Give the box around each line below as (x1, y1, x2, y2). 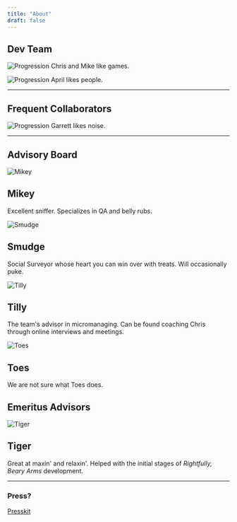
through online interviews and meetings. (7, 327, 125, 336)
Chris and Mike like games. (50, 62, 130, 71)
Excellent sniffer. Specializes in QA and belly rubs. (7, 207, 153, 215)
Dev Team (7, 43, 53, 55)
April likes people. (50, 76, 104, 84)
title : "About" (7, 10, 52, 18)
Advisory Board (7, 149, 78, 161)
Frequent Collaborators (7, 103, 112, 115)
